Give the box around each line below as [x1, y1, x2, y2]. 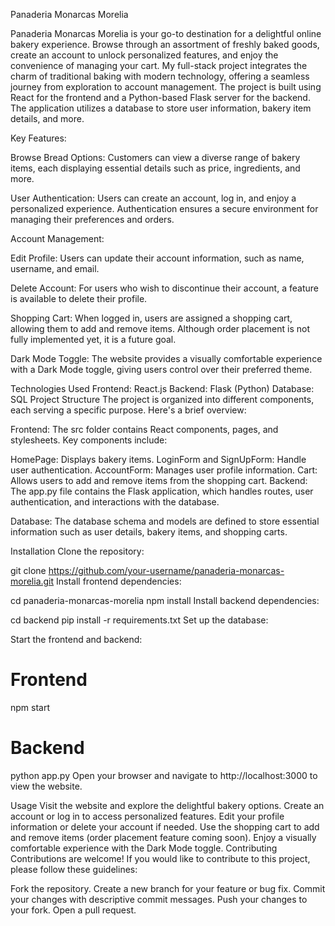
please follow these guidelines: [10, 863, 138, 875]
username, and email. [10, 263, 100, 274]
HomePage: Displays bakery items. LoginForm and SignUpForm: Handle [10, 454, 307, 465]
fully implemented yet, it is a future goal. [10, 334, 177, 345]
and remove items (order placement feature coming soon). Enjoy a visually [10, 831, 317, 843]
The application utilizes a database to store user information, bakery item [10, 102, 312, 114]
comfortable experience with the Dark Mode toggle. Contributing [10, 842, 278, 854]
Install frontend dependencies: [56, 575, 182, 587]
